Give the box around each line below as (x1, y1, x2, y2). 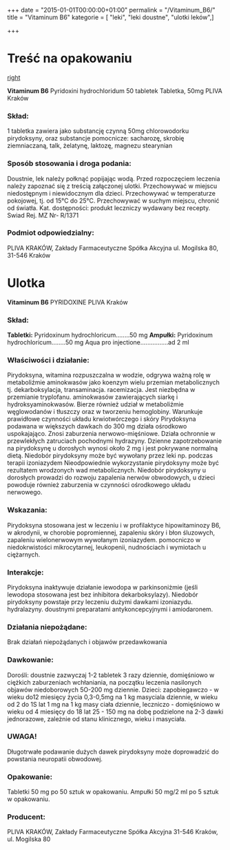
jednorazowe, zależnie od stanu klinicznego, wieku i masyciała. (7, 714, 187, 723)
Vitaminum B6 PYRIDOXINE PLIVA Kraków (7, 298, 129, 306)
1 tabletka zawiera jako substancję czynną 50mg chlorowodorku (7, 127, 189, 135)
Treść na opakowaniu (7, 51, 132, 66)
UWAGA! (7, 732, 37, 741)
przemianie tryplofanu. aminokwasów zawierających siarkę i (7, 393, 178, 402)
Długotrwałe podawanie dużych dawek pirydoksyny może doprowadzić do (7, 747, 219, 756)
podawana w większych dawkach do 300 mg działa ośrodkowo (7, 422, 187, 431)
